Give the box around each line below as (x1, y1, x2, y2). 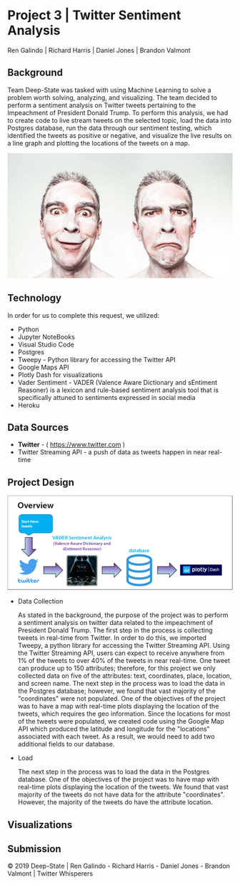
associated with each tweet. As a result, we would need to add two (17, 732, 216, 741)
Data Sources (7, 421, 69, 434)
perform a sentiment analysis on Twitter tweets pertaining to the (7, 101, 196, 109)
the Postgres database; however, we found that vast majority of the (17, 686, 216, 696)
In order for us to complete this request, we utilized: (7, 311, 159, 319)
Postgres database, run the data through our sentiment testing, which (7, 124, 212, 132)
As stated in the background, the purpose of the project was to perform (17, 611, 229, 619)
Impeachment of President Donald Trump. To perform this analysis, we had (7, 108, 229, 117)
